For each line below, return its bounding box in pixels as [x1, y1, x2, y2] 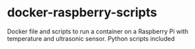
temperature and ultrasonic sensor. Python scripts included [7, 34, 175, 42]
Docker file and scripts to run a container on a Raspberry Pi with [7, 27, 189, 35]
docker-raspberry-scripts [7, 5, 157, 20]
